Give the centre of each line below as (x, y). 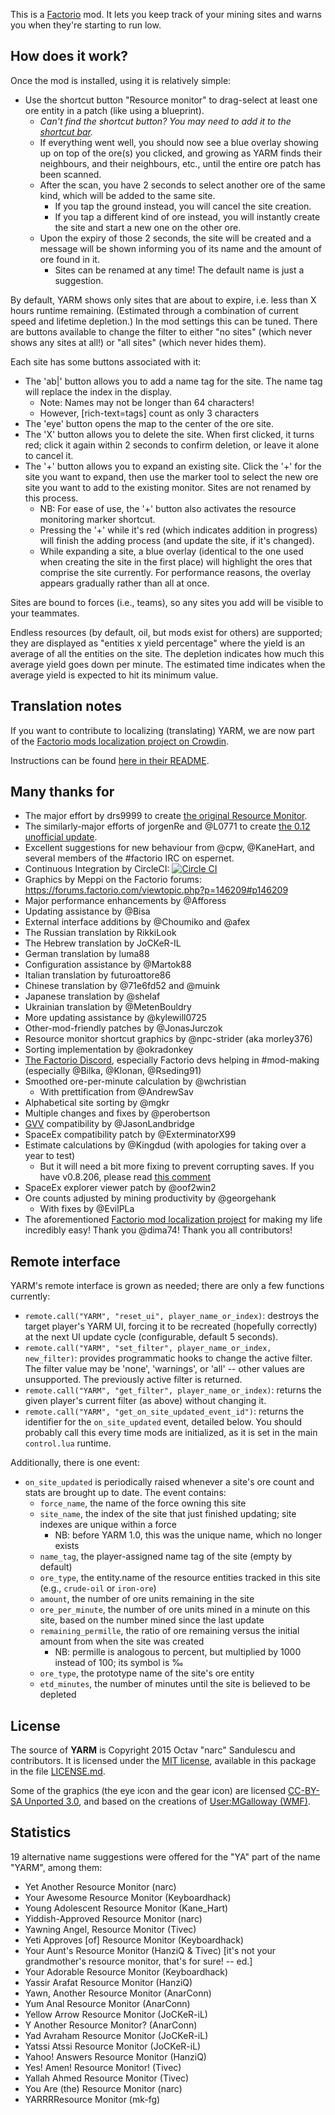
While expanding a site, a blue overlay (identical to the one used (171, 551)
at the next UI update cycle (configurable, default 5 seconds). (151, 1337)
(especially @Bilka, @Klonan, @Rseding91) (113, 1071)
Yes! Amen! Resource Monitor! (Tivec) (103, 2067)
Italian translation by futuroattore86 (98, 975)
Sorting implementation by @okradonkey (109, 1050)
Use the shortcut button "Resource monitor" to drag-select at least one (171, 100)
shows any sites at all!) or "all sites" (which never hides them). (138, 342)
